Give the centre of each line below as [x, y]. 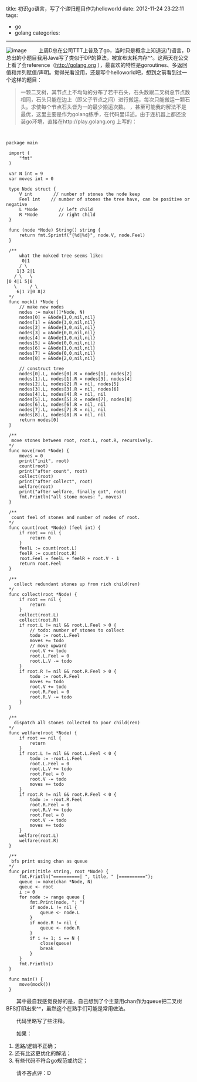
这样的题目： [26, 80]
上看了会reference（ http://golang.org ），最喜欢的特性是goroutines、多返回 [97, 65]
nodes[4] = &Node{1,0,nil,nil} [57, 338]
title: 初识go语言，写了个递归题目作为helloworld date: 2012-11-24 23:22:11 [95, 9]
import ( [19, 153]
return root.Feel [40, 564]
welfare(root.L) [39, 836]
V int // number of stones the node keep [80, 194]
